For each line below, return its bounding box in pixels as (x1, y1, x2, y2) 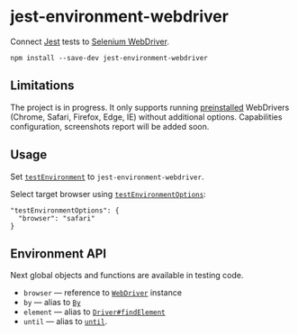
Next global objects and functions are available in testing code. (10, 270, 244, 281)
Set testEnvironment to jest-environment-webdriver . (10, 171, 204, 182)
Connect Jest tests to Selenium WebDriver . (10, 36, 170, 47)
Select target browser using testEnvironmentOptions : (10, 188, 206, 199)
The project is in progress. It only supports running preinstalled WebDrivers (10, 102, 290, 113)
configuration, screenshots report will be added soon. (10, 121, 210, 131)
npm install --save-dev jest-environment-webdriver (10, 53, 208, 62)
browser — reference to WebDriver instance (23, 287, 183, 298)
